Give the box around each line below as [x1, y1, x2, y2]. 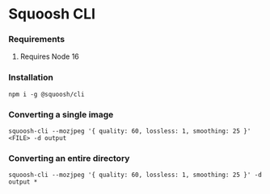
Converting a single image [8, 109, 114, 120]
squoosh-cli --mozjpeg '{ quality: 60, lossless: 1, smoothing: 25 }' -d [8, 171, 263, 180]
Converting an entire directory [8, 153, 130, 163]
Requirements [8, 34, 65, 45]
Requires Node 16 [19, 52, 79, 61]
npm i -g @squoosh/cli [8, 90, 85, 98]
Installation [8, 72, 54, 83]
